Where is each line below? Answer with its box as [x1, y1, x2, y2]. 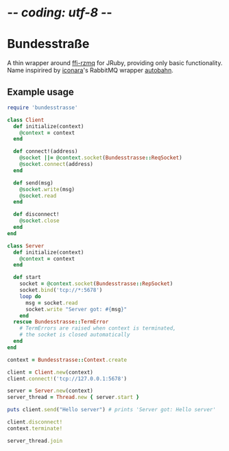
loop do [19, 293, 41, 300]
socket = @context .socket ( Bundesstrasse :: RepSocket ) [19, 280, 173, 287]
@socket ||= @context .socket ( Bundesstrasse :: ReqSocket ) [19, 154, 183, 162]
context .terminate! [7, 425, 63, 432]
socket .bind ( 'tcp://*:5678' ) [19, 287, 103, 294]
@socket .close [19, 217, 60, 224]
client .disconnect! [7, 419, 63, 426]
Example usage [7, 86, 74, 97]
